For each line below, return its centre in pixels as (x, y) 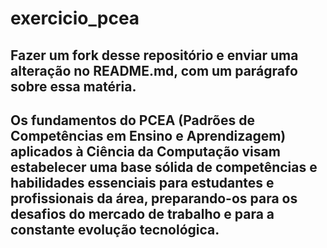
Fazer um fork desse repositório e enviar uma (154, 55)
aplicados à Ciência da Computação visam (145, 151)
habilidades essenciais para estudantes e (142, 182)
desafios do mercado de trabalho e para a (142, 213)
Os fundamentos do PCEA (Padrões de (132, 120)
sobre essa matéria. (73, 86)
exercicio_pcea (75, 18)
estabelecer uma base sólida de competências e (164, 167)
